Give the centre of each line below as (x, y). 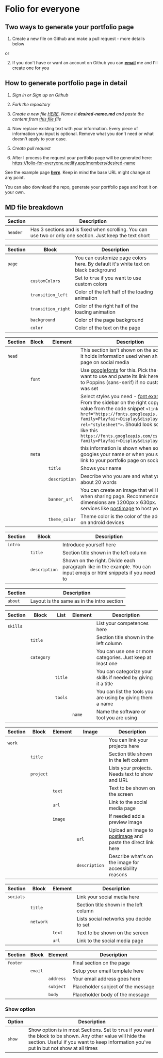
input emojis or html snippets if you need (109, 573)
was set (89, 388)
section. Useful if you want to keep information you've (90, 1042)
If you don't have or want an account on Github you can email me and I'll (85, 63)
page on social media (105, 362)
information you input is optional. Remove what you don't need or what (83, 134)
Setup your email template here (108, 971)
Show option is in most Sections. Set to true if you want (91, 1030)
